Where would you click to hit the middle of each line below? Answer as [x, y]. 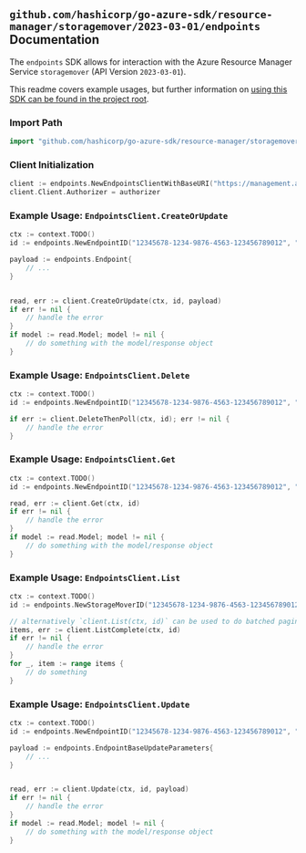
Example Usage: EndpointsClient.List [95, 577]
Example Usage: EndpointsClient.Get [92, 459]
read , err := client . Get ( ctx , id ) [75, 503]
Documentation [55, 40]
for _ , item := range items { [67, 664]
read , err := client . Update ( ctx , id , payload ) [99, 789]
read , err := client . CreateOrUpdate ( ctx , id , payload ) [116, 301]
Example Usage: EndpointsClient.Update [100, 704]
